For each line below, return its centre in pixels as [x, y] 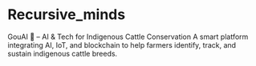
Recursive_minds [67, 15]
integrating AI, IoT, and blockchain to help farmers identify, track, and [122, 45]
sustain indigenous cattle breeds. [63, 53]
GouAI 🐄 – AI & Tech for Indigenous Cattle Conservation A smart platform [128, 37]
